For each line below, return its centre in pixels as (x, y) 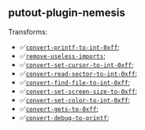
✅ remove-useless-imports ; (63, 56)
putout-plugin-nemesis (67, 13)
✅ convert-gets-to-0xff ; (59, 108)
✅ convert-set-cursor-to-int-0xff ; (76, 64)
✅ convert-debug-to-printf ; (64, 117)
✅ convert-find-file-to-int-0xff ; (75, 82)
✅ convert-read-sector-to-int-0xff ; (78, 73)
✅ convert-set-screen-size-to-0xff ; (78, 91)
